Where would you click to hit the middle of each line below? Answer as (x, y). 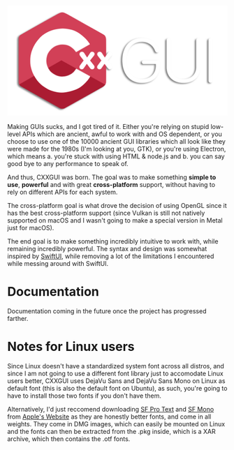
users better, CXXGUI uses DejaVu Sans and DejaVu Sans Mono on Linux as (116, 381)
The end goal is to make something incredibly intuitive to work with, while (113, 241)
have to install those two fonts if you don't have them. (85, 396)
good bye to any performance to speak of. (68, 164)
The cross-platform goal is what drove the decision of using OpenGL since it (117, 205)
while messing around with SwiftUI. (58, 263)
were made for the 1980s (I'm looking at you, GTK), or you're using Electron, (117, 149)
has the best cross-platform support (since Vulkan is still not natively (106, 213)
